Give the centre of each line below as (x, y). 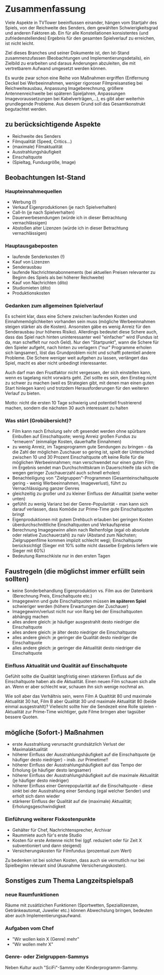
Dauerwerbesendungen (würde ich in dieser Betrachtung (69, 218)
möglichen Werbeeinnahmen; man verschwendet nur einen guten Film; (83, 463)
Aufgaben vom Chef (30, 929)
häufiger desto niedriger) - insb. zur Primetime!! (60, 760)
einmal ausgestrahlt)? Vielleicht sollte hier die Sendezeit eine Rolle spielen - (81, 707)
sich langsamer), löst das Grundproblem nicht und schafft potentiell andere (81, 353)
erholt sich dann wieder (36, 796)
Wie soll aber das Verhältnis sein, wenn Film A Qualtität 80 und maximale (78, 696)
